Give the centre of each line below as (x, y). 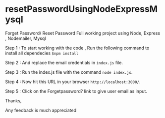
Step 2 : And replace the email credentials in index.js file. (64, 62)
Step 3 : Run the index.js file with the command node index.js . (69, 72)
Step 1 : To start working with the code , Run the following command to (77, 48)
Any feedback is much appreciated (41, 110)
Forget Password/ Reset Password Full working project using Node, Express (82, 33)
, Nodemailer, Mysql (26, 38)
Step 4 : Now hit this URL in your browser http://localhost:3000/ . (73, 82)
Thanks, (13, 101)
